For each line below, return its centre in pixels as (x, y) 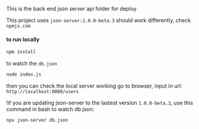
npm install (21, 52)
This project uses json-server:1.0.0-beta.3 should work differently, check (99, 20)
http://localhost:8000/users (43, 91)
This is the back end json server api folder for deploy (71, 9)
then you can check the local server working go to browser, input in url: (94, 86)
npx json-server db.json (37, 120)
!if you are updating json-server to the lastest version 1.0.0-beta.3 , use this (100, 103)
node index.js (24, 74)
